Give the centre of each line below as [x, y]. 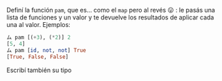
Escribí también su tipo [39, 70]
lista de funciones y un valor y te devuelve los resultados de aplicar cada [110, 17]
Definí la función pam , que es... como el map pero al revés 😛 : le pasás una [111, 10]
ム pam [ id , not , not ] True [46, 50]
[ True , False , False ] [38, 57]
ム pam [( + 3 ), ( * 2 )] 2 [38, 37]
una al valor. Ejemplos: [38, 25]
